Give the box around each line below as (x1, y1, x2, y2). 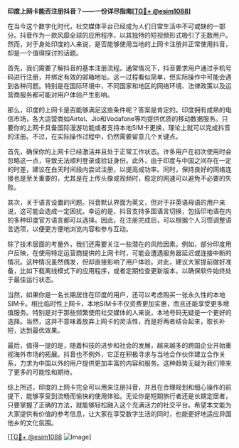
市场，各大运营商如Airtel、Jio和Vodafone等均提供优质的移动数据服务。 (13, 114, 222, 123)
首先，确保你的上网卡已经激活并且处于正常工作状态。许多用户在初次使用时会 (7, 147, 232, 156)
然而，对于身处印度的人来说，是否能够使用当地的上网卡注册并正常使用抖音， (7, 40, 232, 48)
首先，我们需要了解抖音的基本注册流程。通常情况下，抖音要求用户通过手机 (7, 64, 225, 72)
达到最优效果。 (19, 326, 64, 334)
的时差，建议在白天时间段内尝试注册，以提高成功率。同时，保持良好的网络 (7, 165, 225, 174)
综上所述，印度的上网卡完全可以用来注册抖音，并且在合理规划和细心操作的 (7, 383, 225, 391)
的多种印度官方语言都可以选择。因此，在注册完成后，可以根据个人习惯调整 (7, 216, 225, 224)
